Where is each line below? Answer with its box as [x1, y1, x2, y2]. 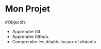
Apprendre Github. [12, 34, 50, 39]
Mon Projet [5, 3, 50, 14]
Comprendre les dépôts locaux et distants [12, 38, 96, 44]
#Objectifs [5, 19, 26, 25]
